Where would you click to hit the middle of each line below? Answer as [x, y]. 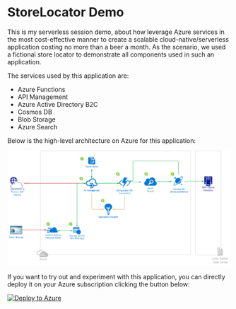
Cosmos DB [35, 112]
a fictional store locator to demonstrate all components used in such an [111, 54]
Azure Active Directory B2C [58, 104]
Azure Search [37, 127]
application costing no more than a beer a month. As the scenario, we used [117, 47]
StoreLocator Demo [66, 12]
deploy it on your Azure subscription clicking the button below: [99, 284]
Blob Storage [36, 119]
